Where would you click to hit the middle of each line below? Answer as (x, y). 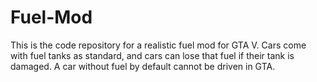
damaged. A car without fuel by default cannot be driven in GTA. (143, 66)
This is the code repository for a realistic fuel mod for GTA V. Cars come (158, 45)
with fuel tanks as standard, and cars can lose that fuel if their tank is (152, 55)
